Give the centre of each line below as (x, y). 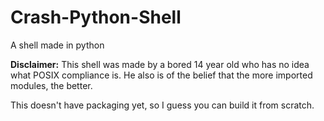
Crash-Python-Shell (96, 17)
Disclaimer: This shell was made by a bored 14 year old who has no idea (160, 64)
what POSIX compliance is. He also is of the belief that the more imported (161, 75)
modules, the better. (51, 85)
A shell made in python (57, 45)
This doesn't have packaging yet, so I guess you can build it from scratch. (162, 105)
